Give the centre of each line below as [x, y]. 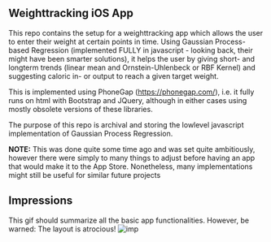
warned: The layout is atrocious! [62, 229]
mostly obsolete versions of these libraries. [81, 109]
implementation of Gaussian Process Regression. [91, 133]
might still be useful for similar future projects [85, 175]
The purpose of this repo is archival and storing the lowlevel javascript [126, 124]
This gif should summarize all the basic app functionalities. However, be [129, 220]
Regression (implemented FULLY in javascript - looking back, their [142, 50]
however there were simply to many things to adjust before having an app [132, 158]
